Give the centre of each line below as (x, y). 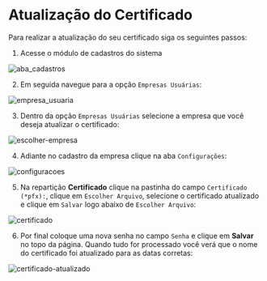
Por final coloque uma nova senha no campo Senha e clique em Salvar (137, 236)
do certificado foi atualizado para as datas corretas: (106, 253)
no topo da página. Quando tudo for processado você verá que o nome (139, 244)
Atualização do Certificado (100, 15)
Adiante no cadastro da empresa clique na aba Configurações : (123, 155)
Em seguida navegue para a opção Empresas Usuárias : (111, 84)
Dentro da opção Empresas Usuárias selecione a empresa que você (132, 116)
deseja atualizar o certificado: (70, 124)
